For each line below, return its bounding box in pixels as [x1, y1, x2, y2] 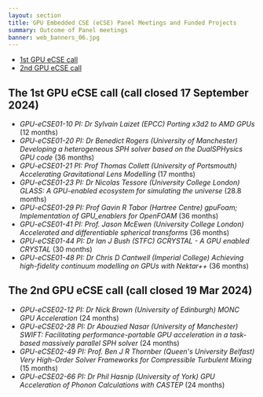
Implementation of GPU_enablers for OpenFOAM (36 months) [19, 211, 219, 221]
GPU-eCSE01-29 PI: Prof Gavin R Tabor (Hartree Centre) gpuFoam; [19, 203, 238, 212]
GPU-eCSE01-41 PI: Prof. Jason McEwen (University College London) [19, 219, 245, 229]
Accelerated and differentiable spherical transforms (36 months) [19, 228, 230, 237]
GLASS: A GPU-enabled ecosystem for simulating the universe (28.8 [19, 186, 242, 196]
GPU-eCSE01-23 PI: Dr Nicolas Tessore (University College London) [19, 178, 240, 187]
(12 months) [19, 127, 59, 138]
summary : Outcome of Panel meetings [8, 26, 128, 34]
